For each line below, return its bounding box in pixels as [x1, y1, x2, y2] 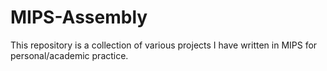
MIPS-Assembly [10, 6, 148, 29]
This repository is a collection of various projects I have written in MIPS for [10, 39, 318, 51]
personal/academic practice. [10, 49, 129, 61]
